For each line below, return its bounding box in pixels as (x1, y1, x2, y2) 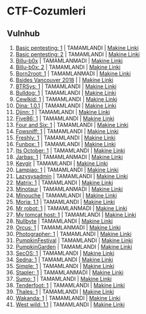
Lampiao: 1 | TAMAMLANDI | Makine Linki (15, 166, 119, 173)
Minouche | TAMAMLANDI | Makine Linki (15, 192, 117, 199)
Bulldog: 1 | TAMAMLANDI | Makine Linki (15, 89, 116, 96)
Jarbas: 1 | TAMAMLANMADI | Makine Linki (15, 153, 123, 161)
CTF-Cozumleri (7, 4, 86, 18)
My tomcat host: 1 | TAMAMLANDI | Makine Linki (15, 211, 136, 218)
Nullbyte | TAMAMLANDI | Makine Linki (15, 217, 113, 225)
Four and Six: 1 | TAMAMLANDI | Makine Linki (15, 121, 129, 128)
